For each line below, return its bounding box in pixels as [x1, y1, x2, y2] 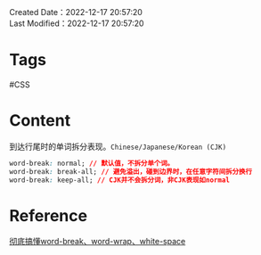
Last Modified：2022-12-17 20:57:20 [9, 18, 144, 29]
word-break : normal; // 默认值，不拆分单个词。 [9, 159, 175, 168]
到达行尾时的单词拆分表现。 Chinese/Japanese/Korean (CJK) [9, 141, 227, 152]
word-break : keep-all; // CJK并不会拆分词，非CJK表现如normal [9, 176, 230, 185]
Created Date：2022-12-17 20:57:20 [9, 7, 143, 17]
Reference [9, 205, 87, 226]
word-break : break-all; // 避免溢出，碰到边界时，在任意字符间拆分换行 [9, 167, 252, 176]
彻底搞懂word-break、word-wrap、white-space [9, 236, 186, 247]
